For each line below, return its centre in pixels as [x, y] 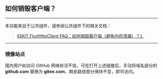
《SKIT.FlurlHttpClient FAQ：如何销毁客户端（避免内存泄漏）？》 [81, 36]
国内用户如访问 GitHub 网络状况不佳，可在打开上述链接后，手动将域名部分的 [81, 66]
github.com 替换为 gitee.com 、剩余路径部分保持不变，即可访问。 [71, 72]
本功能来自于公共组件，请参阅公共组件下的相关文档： [58, 26]
